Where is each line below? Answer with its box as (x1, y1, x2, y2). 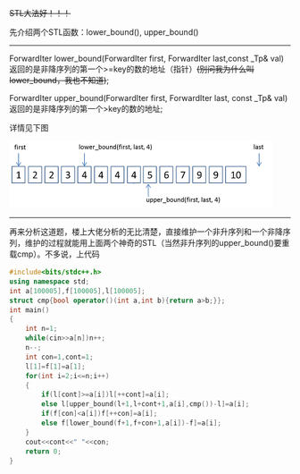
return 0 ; (25, 446, 62, 456)
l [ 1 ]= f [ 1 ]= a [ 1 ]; (25, 361, 87, 371)
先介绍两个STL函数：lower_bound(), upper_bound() (9, 27, 199, 38)
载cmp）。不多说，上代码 (9, 249, 100, 259)
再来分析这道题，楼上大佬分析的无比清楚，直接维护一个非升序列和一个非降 (9, 226, 283, 237)
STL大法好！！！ (9, 8, 71, 18)
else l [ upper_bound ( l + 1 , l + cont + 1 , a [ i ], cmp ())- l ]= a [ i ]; (41, 400, 250, 409)
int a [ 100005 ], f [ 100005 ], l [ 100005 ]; (9, 286, 146, 295)
